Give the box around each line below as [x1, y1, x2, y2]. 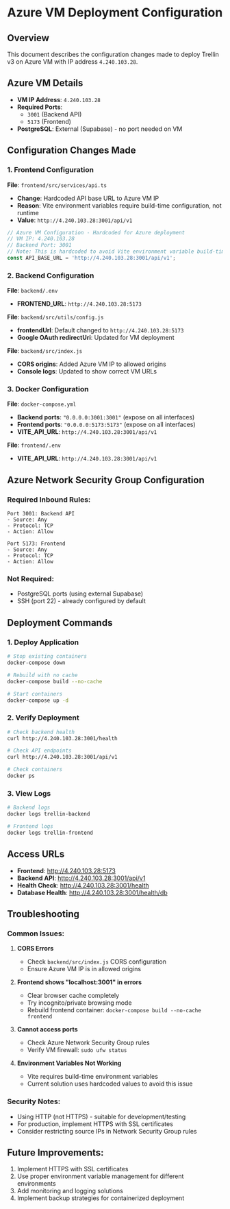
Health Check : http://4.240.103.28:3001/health [16, 881, 149, 889]
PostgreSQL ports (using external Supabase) [16, 589, 144, 598]
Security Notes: [7, 1097, 61, 1106]
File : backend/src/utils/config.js [7, 313, 104, 321]
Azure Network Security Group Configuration [7, 474, 205, 486]
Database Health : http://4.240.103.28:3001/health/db [16, 888, 168, 896]
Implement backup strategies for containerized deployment [16, 1194, 185, 1202]
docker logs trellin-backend [7, 811, 90, 818]
